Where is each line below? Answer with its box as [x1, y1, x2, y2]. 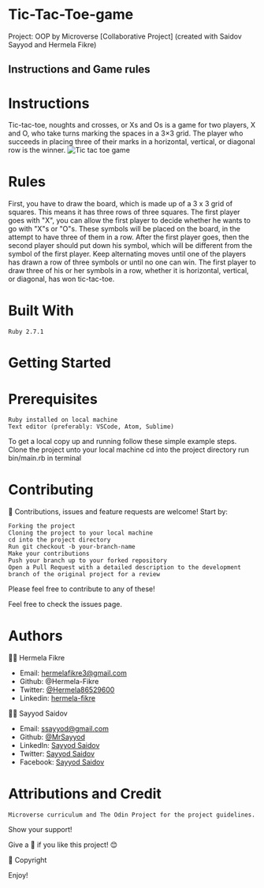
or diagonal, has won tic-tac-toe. [8, 274, 115, 284]
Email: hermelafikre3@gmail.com [19, 668, 128, 678]
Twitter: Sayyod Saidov [19, 749, 95, 759]
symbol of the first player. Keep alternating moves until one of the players [8, 250, 247, 259]
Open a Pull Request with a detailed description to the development [8, 564, 242, 572]
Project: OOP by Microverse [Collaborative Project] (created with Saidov [8, 31, 242, 41]
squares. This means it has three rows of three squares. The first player [8, 207, 240, 217]
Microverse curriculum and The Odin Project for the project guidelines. [8, 811, 256, 820]
